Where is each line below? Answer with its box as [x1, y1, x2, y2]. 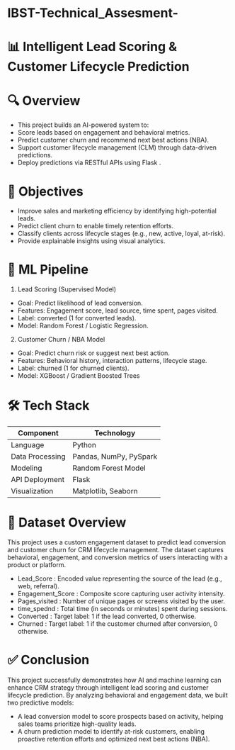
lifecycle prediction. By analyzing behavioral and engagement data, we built [7, 691, 228, 699]
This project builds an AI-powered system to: [17, 121, 149, 129]
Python [72, 440, 97, 450]
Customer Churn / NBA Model [17, 335, 105, 344]
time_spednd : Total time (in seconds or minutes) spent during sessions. [17, 605, 228, 613]
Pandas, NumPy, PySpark [72, 452, 158, 461]
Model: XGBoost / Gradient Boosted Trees [17, 371, 140, 380]
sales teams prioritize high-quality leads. [17, 720, 137, 728]
